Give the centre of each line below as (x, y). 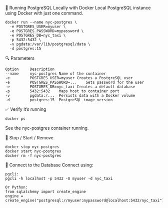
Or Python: (16, 187)
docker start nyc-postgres (33, 151)
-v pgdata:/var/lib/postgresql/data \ (50, 44)
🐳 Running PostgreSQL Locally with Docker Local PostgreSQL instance (78, 8)
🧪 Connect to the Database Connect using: (49, 165)
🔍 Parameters (20, 58)
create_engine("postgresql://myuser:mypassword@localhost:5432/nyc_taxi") (85, 200)
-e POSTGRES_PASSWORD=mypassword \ (47, 31)
